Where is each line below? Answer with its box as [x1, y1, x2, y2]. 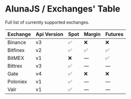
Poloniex [7, 78, 28, 85]
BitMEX [7, 55, 24, 61]
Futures [105, 30, 124, 37]
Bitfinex [7, 47, 25, 54]
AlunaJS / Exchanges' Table [5, 3, 120, 14]
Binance [7, 39, 26, 45]
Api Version [35, 30, 64, 37]
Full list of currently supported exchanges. [5, 19, 90, 25]
